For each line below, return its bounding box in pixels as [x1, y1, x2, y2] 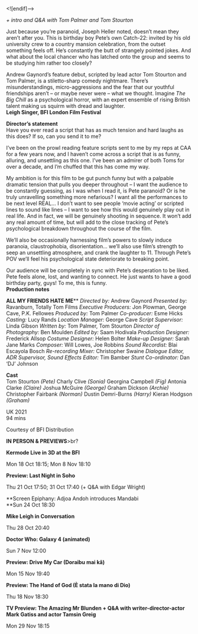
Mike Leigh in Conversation [6, 513, 75, 520]
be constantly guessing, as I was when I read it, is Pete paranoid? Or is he [6, 187, 186, 194]
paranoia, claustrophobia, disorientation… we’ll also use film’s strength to [6, 243, 184, 249]
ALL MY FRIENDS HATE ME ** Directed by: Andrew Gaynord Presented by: [6, 297, 187, 304]
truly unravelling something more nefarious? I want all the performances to [6, 194, 188, 200]
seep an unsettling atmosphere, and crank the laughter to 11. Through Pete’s [6, 249, 191, 256]
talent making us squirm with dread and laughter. [6, 103, 125, 109]
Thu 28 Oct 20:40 [6, 524, 50, 531]
